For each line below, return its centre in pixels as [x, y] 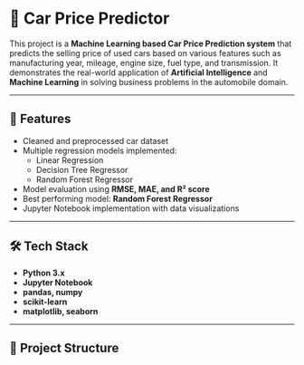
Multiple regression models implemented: [100, 150]
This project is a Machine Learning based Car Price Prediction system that [151, 43]
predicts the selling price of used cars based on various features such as [146, 53]
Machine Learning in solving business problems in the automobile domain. [149, 82]
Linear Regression [70, 160]
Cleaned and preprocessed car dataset [95, 140]
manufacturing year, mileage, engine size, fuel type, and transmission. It [144, 62]
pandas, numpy [52, 292]
